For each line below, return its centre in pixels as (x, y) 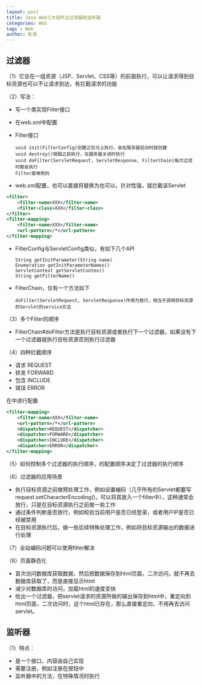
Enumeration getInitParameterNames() (62, 265)
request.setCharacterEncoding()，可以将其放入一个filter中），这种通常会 (104, 497)
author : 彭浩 (22, 34)
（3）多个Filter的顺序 (33, 319)
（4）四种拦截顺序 (29, 352)
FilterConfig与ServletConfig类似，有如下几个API (75, 248)
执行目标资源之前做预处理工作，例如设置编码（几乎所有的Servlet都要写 (103, 489)
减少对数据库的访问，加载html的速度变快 (65, 588)
